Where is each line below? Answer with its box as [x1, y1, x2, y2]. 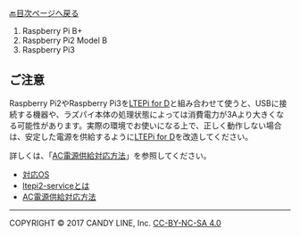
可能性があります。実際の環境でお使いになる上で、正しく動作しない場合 [16, 119, 283, 131]
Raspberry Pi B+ [21, 26, 83, 36]
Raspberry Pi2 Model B [21, 35, 108, 45]
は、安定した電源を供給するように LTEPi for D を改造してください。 [9, 131, 253, 142]
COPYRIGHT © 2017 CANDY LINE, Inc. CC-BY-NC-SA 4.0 [9, 217, 221, 228]
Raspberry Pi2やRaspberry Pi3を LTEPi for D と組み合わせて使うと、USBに [9, 97, 279, 109]
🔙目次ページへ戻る [9, 8, 79, 18]
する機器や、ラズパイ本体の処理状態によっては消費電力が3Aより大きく [16, 109, 277, 119]
